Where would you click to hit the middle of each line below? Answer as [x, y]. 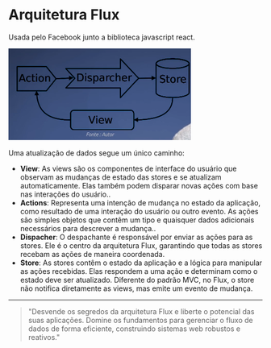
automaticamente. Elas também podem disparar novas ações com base [139, 185]
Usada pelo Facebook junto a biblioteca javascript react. [102, 37]
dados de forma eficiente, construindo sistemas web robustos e [134, 329]
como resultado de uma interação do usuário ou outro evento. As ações [139, 211]
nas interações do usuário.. [65, 194]
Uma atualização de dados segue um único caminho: [97, 153]
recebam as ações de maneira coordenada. [92, 254]
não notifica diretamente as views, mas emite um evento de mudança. [136, 288]
